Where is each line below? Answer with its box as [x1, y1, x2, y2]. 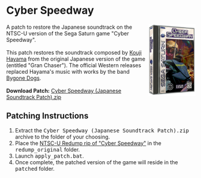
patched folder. [14, 165, 55, 172]
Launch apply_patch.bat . [14, 152, 84, 159]
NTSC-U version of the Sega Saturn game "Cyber [6, 29, 129, 37]
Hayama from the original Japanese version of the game [6, 55, 146, 62]
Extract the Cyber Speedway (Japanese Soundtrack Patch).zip [14, 126, 190, 134]
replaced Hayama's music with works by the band [6, 68, 130, 75]
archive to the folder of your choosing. [14, 133, 110, 140]
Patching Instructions [6, 111, 89, 121]
